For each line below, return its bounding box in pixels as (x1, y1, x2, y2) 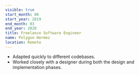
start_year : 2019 (5, 16, 41, 21)
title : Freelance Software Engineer (5, 30, 81, 35)
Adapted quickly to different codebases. (12, 53, 95, 59)
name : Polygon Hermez (5, 35, 50, 40)
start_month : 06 (5, 12, 39, 17)
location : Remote (5, 40, 41, 45)
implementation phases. (12, 64, 62, 70)
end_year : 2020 (5, 26, 37, 31)
